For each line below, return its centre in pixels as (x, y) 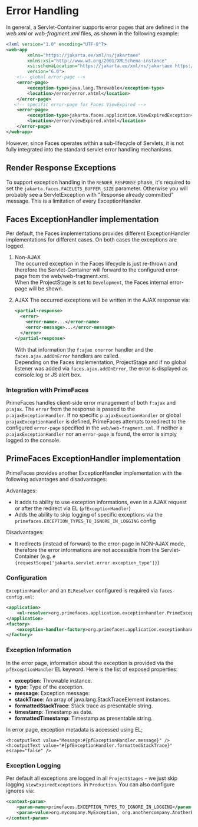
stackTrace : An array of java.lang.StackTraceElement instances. (93, 699)
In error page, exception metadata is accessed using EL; (75, 729)
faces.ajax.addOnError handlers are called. (67, 356)
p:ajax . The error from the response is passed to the (71, 409)
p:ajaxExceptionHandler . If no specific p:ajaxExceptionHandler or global (94, 415)
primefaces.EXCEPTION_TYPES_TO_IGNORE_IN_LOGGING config (85, 521)
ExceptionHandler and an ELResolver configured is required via (82, 591)
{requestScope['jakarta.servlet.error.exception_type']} (86, 563)
